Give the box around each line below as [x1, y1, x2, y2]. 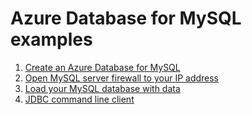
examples [10, 28, 93, 51]
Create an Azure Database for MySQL [24, 61, 181, 73]
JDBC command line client [24, 93, 135, 105]
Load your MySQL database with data [24, 82, 181, 94]
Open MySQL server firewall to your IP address [24, 72, 220, 84]
